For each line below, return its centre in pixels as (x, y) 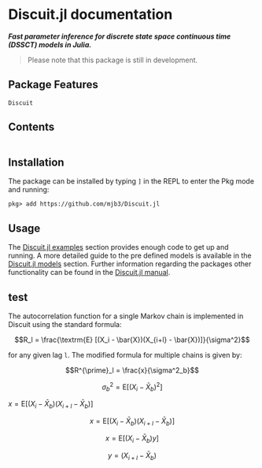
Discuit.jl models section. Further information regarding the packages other (130, 264)
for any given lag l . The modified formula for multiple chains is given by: (125, 355)
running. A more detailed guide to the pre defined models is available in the (130, 256)
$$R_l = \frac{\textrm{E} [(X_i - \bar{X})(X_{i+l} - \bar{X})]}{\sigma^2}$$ (132, 340)
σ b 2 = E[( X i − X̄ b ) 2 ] (132, 387)
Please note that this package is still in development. (113, 60)
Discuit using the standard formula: (65, 324)
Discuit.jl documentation (90, 15)
